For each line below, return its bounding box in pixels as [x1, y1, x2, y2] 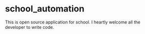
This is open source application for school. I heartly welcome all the [5, 19, 141, 25]
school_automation [5, 3, 85, 14]
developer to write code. [5, 24, 54, 30]
